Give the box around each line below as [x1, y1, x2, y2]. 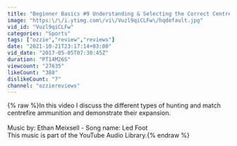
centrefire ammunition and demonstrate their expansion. [7, 109, 171, 117]
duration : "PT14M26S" [7, 56, 71, 63]
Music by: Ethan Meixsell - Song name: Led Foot [7, 124, 148, 132]
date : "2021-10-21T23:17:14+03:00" [7, 43, 112, 50]
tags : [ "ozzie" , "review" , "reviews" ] [7, 36, 115, 44]
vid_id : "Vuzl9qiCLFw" [7, 23, 74, 30]
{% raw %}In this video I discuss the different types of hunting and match [7, 101, 221, 109]
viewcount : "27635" [7, 62, 65, 69]
